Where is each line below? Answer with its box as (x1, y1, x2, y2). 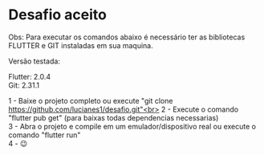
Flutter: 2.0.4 (8, 71, 51, 81)
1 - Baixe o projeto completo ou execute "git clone (8, 96, 173, 105)
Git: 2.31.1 (8, 80, 40, 90)
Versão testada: (8, 56, 60, 66)
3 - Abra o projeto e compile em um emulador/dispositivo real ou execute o (8, 121, 257, 131)
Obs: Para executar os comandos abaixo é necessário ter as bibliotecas (8, 32, 246, 42)
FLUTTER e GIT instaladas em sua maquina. (8, 40, 154, 50)
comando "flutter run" (8, 130, 81, 140)
